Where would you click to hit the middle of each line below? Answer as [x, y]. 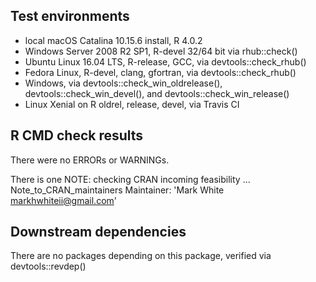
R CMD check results [77, 135]
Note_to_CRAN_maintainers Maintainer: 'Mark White [117, 190]
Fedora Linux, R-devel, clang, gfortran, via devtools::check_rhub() [160, 72]
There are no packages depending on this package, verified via [141, 256]
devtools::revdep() [48, 266]
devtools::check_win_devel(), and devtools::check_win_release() [157, 93]
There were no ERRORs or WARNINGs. [90, 160]
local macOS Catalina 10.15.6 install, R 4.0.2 [113, 40]
